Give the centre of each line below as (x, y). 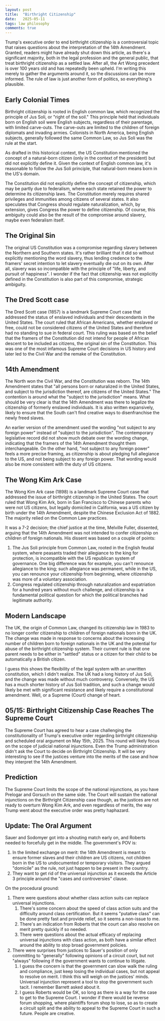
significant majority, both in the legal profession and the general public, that (82, 58)
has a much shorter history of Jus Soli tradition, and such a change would (80, 685)
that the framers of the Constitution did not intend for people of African (77, 338)
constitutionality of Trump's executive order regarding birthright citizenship (81, 735)
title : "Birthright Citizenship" (41, 14)
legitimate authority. (33, 600)
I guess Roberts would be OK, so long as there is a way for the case (88, 992)
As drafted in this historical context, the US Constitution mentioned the (77, 153)
